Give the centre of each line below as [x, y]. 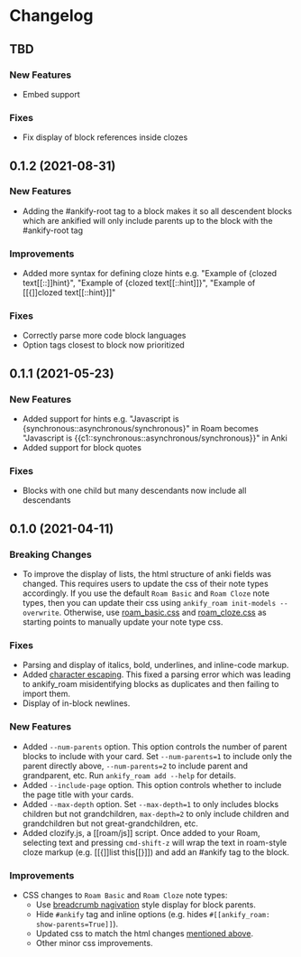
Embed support [51, 94]
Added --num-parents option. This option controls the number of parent [155, 747]
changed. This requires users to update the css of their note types [145, 584]
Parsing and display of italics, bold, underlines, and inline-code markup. [155, 665]
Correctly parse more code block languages [104, 336]
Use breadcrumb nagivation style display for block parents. [146, 905]
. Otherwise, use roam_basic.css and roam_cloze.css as [163, 613]
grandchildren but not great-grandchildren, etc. [110, 823]
